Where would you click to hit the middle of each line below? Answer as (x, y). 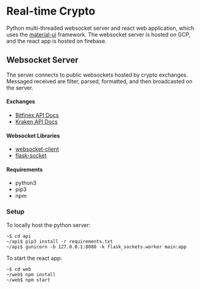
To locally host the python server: (48, 225)
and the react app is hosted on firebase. (56, 41)
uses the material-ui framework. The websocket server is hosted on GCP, (98, 34)
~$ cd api (19, 236)
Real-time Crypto (51, 11)
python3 (26, 183)
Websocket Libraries (33, 136)
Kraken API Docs (36, 121)
